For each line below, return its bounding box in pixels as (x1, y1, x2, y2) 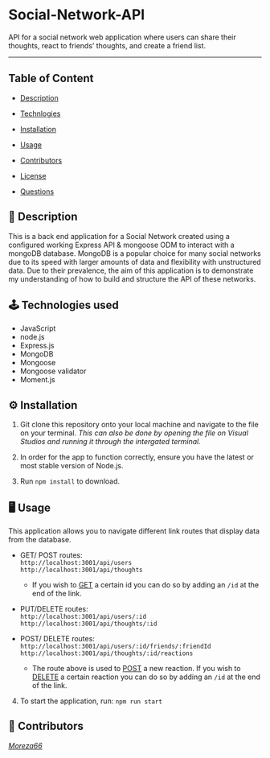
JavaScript (19, 323, 56, 333)
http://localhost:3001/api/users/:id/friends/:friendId (19, 642, 211, 650)
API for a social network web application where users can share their (8, 32, 237, 42)
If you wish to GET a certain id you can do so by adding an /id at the (31, 580, 260, 589)
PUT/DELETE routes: (19, 604, 88, 613)
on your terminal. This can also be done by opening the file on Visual (19, 428, 249, 438)
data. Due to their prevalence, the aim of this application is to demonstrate (8, 266, 254, 275)
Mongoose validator (19, 366, 87, 376)
